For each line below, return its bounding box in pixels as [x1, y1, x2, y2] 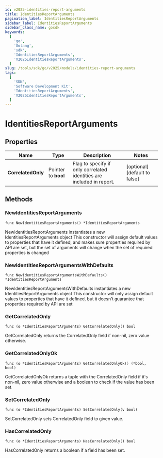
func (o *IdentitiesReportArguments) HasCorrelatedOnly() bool [5, 439, 136, 444]
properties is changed [5, 250, 49, 255]
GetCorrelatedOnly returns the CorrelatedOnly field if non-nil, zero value [5, 333, 149, 339]
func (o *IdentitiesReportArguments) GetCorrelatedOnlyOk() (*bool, [5, 361, 147, 366]
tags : [5, 70, 16, 75]
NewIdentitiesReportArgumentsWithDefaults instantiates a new [5, 286, 131, 291]
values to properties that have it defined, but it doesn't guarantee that [5, 296, 144, 302]
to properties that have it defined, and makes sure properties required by [5, 239, 150, 245]
